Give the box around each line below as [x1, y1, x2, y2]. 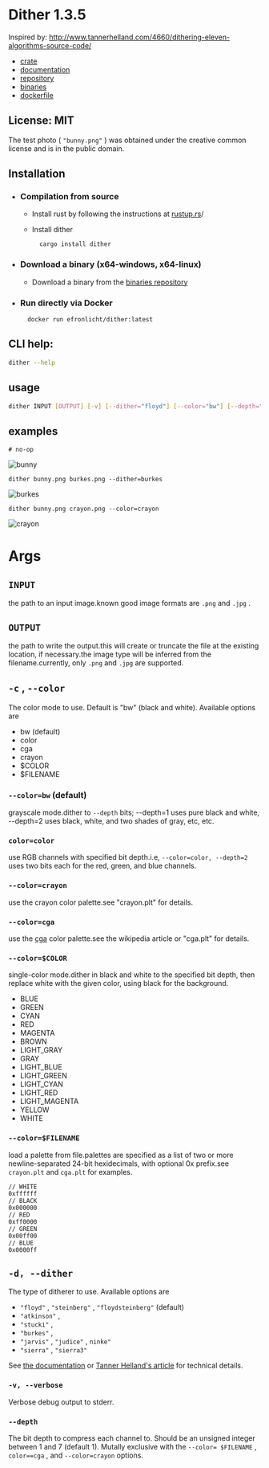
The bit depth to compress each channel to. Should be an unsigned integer [8, 1433, 255, 1443]
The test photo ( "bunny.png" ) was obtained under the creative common [8, 135, 247, 145]
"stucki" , [19, 1319, 54, 1329]
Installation [8, 167, 66, 181]
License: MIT [8, 114, 74, 128]
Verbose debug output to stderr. [8, 1396, 114, 1407]
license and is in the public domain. [8, 143, 125, 153]
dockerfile [19, 90, 54, 100]
